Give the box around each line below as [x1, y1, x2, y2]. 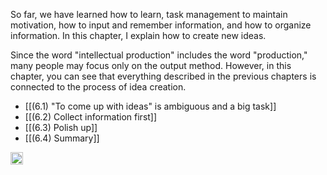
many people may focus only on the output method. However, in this [10, 60, 292, 71]
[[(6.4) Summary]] [24, 132, 100, 144]
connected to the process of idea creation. [10, 81, 187, 93]
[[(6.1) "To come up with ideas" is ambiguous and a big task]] [24, 100, 277, 112]
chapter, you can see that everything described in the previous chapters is [10, 70, 317, 82]
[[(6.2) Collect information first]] [24, 111, 158, 123]
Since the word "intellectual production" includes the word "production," [10, 49, 308, 61]
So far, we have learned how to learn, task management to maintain [10, 9, 288, 20]
